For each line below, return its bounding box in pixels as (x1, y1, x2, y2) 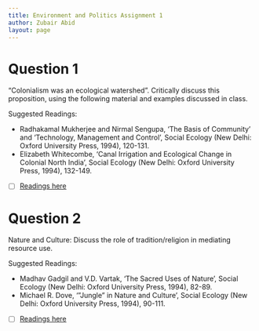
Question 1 (8, 60, 78, 78)
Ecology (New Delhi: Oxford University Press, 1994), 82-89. (19, 282, 213, 292)
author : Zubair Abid (8, 19, 76, 27)
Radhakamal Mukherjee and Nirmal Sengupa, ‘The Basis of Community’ (19, 125, 251, 134)
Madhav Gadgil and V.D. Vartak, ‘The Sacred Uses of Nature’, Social (19, 274, 239, 283)
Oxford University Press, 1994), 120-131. (19, 141, 150, 151)
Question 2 (8, 209, 82, 227)
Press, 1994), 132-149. (19, 166, 93, 176)
